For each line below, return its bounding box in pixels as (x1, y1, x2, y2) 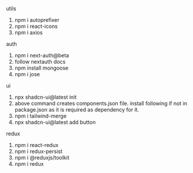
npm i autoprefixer (14, 17, 60, 23)
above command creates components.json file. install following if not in (14, 100, 187, 107)
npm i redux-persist (14, 148, 63, 155)
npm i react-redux (14, 142, 59, 148)
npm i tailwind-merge (14, 112, 66, 119)
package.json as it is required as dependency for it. (14, 106, 139, 113)
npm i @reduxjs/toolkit (14, 154, 69, 161)
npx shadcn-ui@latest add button (14, 119, 96, 126)
